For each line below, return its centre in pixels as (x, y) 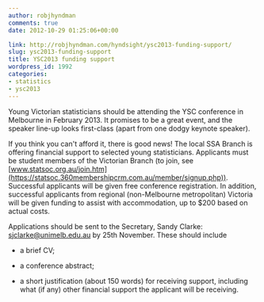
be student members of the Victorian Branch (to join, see (101, 160)
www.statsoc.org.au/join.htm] (59, 169)
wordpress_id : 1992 (40, 67)
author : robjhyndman (42, 15)
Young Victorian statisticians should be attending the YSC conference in (126, 111)
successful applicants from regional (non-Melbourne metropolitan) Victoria (131, 194)
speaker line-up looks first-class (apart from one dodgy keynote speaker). (129, 128)
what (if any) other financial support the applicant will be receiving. (129, 289)
